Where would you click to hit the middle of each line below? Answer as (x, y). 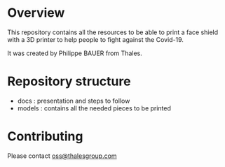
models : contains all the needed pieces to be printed (94, 108)
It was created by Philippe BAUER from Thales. (75, 53)
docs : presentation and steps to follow (74, 101)
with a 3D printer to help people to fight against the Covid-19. (96, 39)
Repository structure (69, 81)
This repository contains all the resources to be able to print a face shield (113, 32)
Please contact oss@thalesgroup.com (62, 156)
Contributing (45, 137)
